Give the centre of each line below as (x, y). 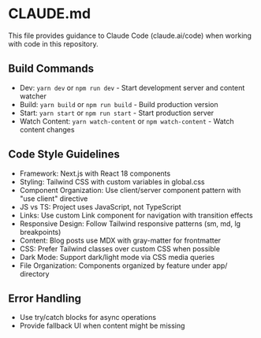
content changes (47, 129)
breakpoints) (40, 232)
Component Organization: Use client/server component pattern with (130, 190)
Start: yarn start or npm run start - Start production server (117, 113)
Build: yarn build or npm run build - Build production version (119, 104)
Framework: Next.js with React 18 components (95, 173)
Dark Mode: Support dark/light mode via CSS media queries (117, 257)
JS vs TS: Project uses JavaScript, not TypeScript (100, 206)
